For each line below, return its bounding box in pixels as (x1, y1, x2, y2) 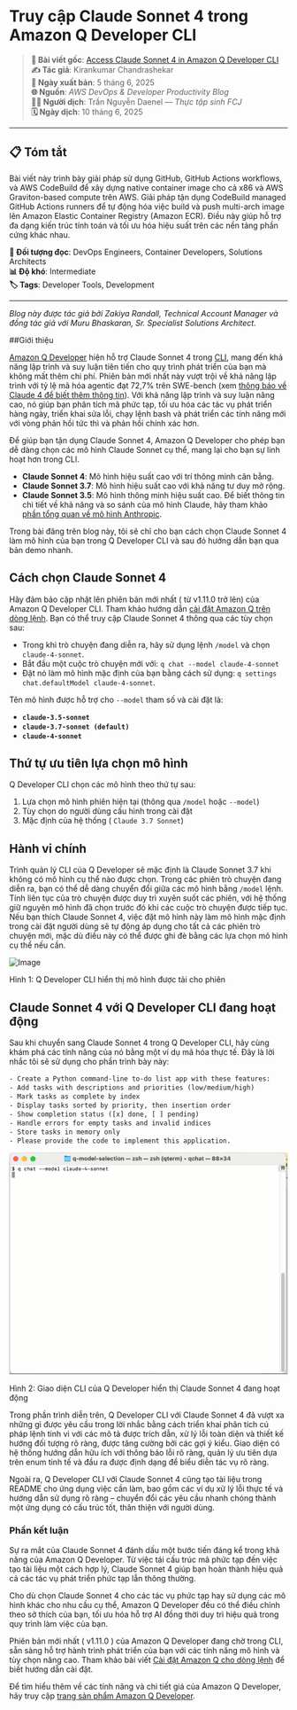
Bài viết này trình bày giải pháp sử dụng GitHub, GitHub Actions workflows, (9, 173, 283, 183)
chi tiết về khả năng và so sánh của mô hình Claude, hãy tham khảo (21, 499, 268, 510)
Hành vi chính (9, 840, 87, 856)
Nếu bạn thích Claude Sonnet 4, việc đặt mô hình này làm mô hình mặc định (9, 911, 286, 923)
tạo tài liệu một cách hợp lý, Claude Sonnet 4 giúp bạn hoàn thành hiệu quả (9, 1563, 284, 1574)
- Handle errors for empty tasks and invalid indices (9, 1119, 212, 1128)
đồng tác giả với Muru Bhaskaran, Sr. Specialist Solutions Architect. (9, 317, 256, 328)
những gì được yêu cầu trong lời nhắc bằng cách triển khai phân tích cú (9, 1419, 270, 1430)
